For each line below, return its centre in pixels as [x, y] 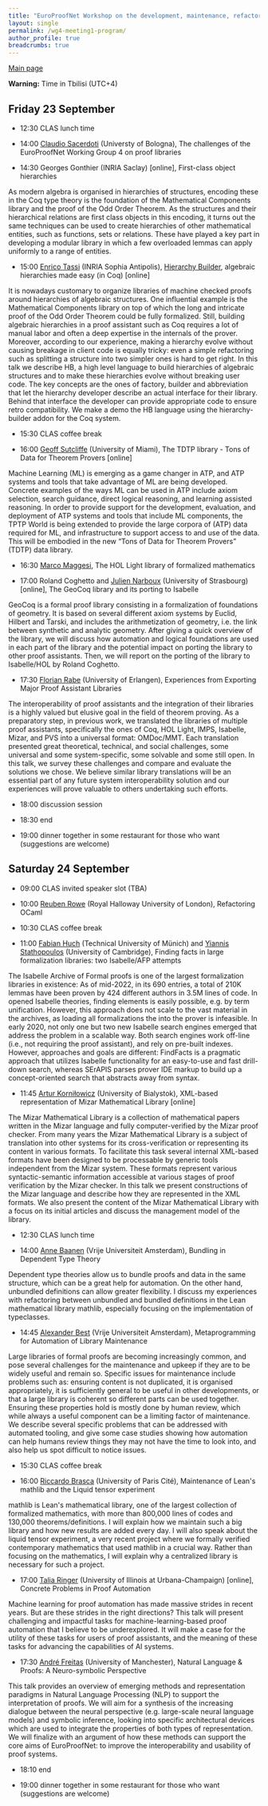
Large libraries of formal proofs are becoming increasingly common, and [128, 1356]
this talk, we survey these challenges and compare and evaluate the [120, 763]
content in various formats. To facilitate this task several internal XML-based [134, 1151]
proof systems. [33, 1754]
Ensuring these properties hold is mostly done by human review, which [124, 1407]
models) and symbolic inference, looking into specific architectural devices [132, 1720]
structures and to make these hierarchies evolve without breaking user [124, 375]
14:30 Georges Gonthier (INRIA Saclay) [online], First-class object [128, 167]
